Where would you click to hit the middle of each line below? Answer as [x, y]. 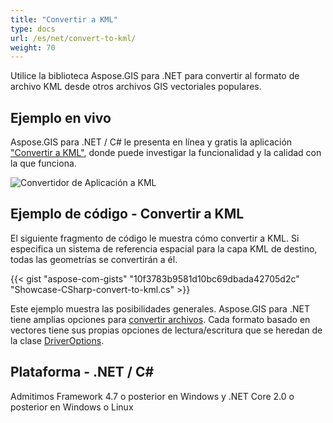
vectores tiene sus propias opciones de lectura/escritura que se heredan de [166, 330]
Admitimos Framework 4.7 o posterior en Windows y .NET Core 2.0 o [152, 396]
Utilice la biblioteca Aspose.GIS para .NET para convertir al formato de [155, 76]
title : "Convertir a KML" [64, 19]
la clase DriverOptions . [57, 340]
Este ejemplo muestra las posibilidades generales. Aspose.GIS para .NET [160, 308]
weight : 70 [33, 47]
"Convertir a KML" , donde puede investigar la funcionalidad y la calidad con [166, 153]
